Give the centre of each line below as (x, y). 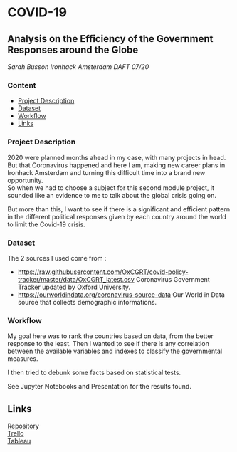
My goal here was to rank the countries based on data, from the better (110, 336)
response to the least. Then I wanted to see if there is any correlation (109, 344)
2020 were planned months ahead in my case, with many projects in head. (117, 157)
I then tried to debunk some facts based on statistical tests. (94, 373)
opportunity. (26, 180)
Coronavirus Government (173, 279)
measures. (23, 359)
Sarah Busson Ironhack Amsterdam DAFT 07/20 (78, 67)
